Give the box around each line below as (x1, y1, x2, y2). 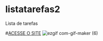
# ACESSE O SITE (5, 30, 41, 36)
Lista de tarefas (5, 20, 38, 26)
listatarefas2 (5, 4, 60, 15)
